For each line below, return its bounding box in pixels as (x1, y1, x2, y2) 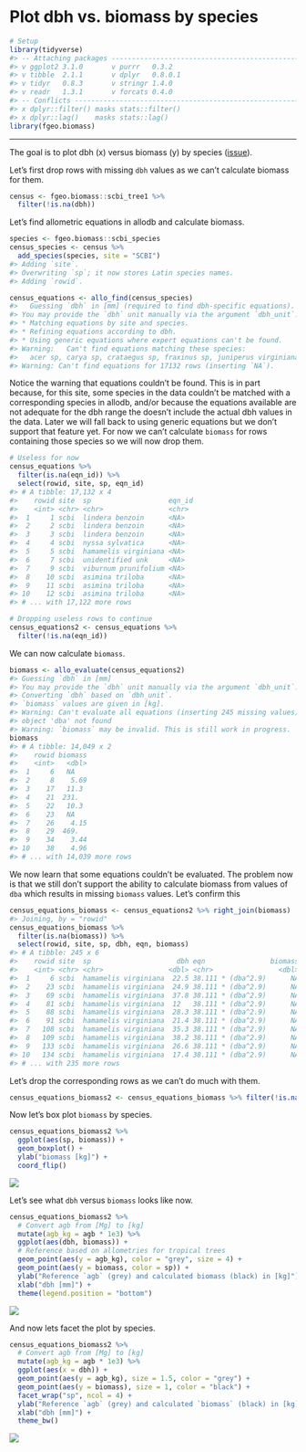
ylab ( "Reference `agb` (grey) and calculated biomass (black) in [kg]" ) (17, 1271, 300, 1280)
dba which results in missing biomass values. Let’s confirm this (9, 888, 241, 899)
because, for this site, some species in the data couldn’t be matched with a (9, 387, 291, 398)
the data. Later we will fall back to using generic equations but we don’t (9, 416, 278, 427)
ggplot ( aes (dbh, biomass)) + (17, 1237, 128, 1247)
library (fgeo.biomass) (9, 121, 96, 131)
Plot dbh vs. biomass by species (9, 6, 259, 27)
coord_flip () (17, 1161, 67, 1170)
